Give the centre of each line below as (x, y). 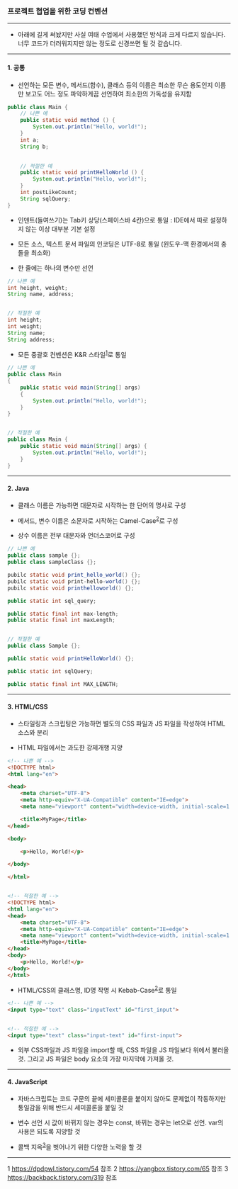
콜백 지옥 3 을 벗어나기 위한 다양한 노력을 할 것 (80, 1146)
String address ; (31, 339)
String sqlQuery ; (46, 199)
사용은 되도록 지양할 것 (49, 1131)
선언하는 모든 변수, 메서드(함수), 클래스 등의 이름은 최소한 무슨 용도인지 (115, 85)
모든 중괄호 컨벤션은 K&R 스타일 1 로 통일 (72, 354)
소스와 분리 (33, 732)
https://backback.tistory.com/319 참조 (62, 1177)
